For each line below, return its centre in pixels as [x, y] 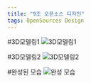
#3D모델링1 [23, 41]
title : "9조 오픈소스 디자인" [46, 14]
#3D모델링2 [24, 57]
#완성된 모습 [25, 72]
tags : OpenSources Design [45, 21]
